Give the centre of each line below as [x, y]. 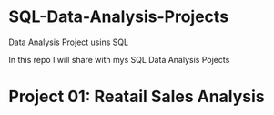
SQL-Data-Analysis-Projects [119, 17]
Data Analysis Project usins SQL [69, 42]
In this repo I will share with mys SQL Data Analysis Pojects [119, 59]
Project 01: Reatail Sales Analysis [137, 97]
